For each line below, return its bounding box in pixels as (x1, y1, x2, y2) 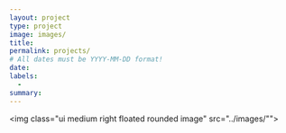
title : (9, 38, 34, 48)
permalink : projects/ (9, 47, 91, 56)
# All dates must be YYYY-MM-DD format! (9, 55, 164, 64)
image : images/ (9, 30, 67, 39)
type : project (9, 22, 63, 31)
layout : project (9, 13, 70, 22)
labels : (9, 72, 39, 81)
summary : (9, 88, 42, 97)
